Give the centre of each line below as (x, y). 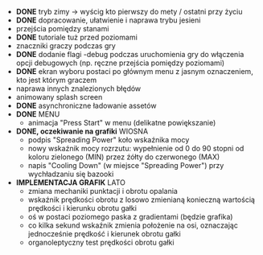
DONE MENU (38, 114)
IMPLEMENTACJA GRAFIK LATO (71, 183)
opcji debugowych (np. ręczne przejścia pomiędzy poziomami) (120, 63)
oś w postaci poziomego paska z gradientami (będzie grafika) (130, 217)
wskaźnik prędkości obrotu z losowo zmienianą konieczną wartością (142, 199)
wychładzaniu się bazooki (71, 174)
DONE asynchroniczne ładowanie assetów (86, 105)
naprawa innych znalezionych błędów (78, 88)
